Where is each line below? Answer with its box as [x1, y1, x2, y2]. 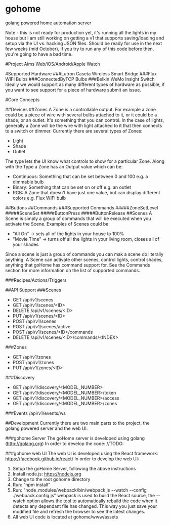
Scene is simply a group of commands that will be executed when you [5, 215, 151, 222]
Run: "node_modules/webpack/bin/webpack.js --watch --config [12, 487, 147, 493]
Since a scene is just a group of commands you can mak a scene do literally [5, 251, 163, 257]
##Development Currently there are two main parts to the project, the [5, 420, 150, 426]
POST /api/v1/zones [12, 359, 54, 365]
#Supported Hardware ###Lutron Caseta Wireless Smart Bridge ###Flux [5, 70, 157, 76]
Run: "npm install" [12, 482, 51, 488]
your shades [12, 241, 39, 247]
